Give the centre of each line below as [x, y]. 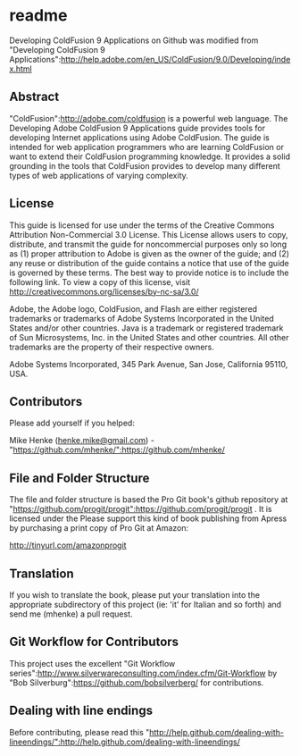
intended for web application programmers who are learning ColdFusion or [146, 147]
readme [38, 16]
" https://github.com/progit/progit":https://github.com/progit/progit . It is [141, 509]
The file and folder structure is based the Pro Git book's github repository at [149, 500]
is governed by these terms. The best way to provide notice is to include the [149, 273]
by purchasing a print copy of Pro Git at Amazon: [99, 528]
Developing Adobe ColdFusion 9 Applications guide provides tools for [137, 128]
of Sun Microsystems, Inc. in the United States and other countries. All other [149, 337]
